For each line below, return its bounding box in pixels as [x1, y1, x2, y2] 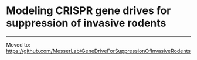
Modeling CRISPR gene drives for [6, 4, 171, 17]
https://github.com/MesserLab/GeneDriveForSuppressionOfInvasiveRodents [6, 47, 191, 54]
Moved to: [6, 41, 30, 48]
